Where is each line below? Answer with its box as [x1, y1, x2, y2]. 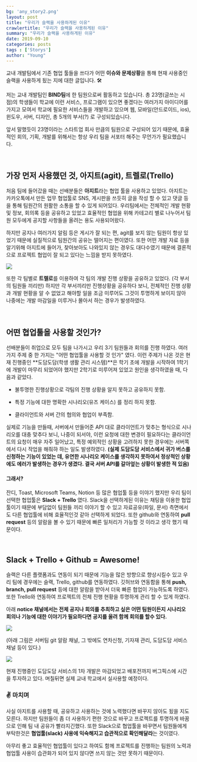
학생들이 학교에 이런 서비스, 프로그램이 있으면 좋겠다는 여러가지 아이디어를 [18, 98, 189, 105]
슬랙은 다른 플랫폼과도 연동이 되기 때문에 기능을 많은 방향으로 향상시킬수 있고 [6, 571, 182, 578]
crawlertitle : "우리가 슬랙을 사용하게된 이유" [6, 25, 109, 31]
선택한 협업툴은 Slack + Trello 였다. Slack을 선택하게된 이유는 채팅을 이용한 [6, 496, 181, 503]
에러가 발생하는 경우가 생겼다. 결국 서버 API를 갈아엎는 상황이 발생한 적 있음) [16, 460, 189, 468]
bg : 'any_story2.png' [6, 8, 59, 15]
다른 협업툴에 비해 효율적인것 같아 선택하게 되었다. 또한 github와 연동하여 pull [12, 511, 191, 518]
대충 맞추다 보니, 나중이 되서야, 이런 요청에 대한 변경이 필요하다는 [21, 431, 171, 438]
